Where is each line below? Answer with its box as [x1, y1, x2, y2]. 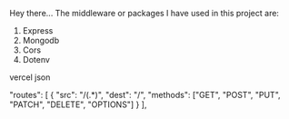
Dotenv [22, 55, 50, 64]
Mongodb [22, 35, 60, 45]
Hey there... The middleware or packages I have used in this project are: [9, 8, 280, 18]
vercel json [9, 72, 51, 83]
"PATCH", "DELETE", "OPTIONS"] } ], [9, 99, 147, 110]
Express [22, 25, 54, 35]
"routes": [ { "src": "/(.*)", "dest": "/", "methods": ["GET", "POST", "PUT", [9, 90, 281, 100]
